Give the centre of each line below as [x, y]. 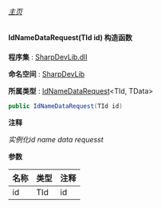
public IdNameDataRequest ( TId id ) [66, 106]
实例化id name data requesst [56, 139]
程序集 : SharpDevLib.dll [48, 57]
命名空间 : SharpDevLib [47, 74]
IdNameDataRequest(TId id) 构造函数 [71, 38]
